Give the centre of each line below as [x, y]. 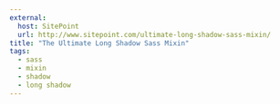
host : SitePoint [48, 26]
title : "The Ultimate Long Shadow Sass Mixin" [99, 43]
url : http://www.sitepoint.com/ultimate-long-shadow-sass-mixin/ [145, 34]
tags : [20, 52]
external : [28, 18]
